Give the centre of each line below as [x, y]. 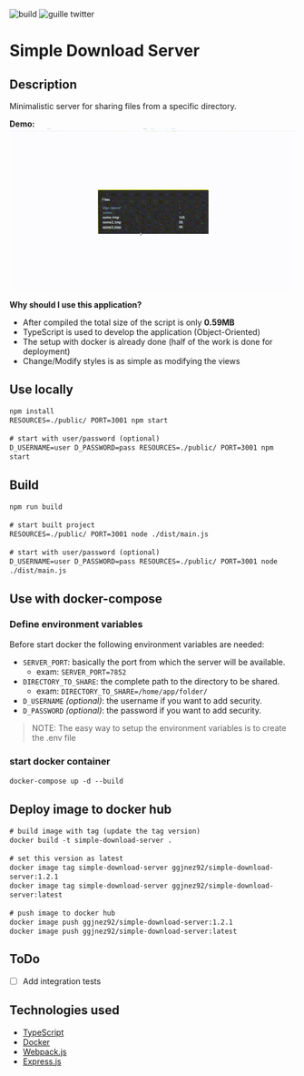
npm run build [36, 507]
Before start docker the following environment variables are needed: [137, 644]
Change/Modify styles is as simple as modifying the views [131, 360]
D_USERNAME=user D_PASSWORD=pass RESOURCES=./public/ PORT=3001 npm [142, 448]
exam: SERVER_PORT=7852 [81, 671]
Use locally [42, 389]
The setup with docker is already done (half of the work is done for [147, 341]
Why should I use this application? [76, 304]
